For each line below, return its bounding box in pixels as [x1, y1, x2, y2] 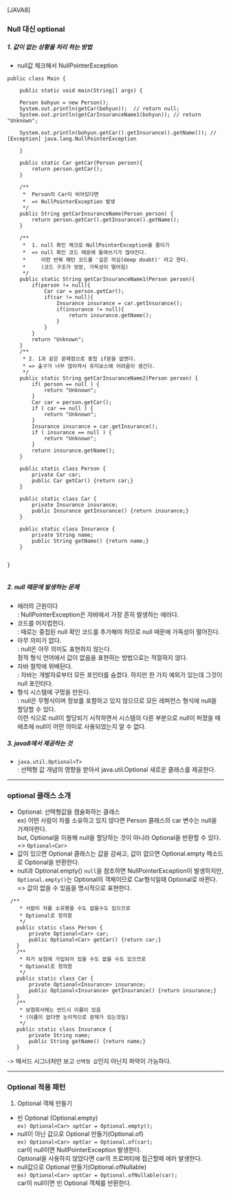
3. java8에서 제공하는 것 [7, 739, 73, 748]
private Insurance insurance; [32, 501, 118, 508]
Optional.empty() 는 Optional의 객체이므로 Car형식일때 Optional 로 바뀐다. [16, 875, 218, 884]
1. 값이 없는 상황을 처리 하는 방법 [7, 43, 93, 51]
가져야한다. [16, 825, 47, 833]
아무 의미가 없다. [16, 636, 62, 644]
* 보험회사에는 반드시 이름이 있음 [19, 1007, 101, 1013]
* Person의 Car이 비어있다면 [22, 191, 99, 198]
